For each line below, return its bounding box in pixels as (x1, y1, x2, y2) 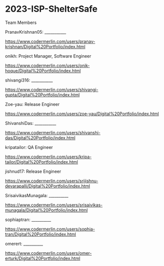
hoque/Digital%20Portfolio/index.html (5, 67, 81, 74)
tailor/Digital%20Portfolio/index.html (5, 159, 78, 164)
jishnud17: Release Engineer (5, 168, 61, 174)
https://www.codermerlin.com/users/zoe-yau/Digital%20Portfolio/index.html (5, 111, 159, 117)
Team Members (5, 20, 37, 25)
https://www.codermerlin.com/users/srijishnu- (5, 178, 99, 184)
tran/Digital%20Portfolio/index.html (5, 231, 77, 237)
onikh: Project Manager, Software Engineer (5, 53, 92, 59)
